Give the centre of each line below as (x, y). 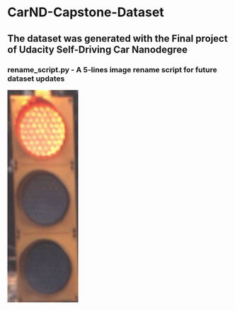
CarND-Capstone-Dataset (86, 12)
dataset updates (36, 79)
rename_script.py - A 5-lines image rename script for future (112, 69)
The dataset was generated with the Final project (117, 39)
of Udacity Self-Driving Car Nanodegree (98, 49)
